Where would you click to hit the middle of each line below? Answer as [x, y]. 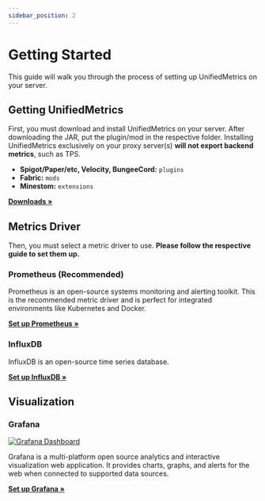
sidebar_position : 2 [42, 15]
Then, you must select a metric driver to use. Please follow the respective [130, 245]
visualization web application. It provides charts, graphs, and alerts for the [129, 465]
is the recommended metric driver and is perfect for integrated [110, 300]
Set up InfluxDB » [38, 377]
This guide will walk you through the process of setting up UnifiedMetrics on [133, 77]
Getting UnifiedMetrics [66, 110]
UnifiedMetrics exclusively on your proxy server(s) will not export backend [131, 146]
